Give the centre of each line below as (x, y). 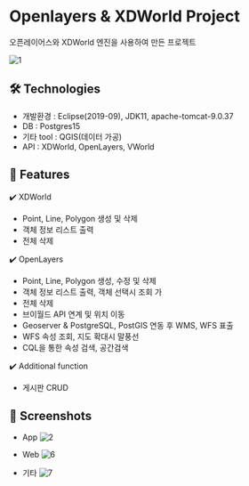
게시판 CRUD (45, 387)
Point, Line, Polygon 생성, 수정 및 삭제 (89, 280)
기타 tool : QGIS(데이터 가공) (72, 136)
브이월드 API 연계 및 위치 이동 (73, 314)
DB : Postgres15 (51, 126)
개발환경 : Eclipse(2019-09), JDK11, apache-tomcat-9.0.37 (128, 116)
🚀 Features (40, 175)
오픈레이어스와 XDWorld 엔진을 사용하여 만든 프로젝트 (103, 42)
